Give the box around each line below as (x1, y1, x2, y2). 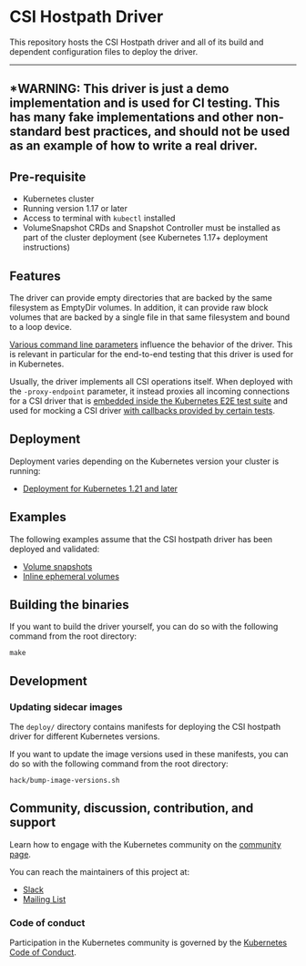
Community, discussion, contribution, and (9, 800, 254, 817)
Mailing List (22, 893, 66, 904)
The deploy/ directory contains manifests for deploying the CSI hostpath (9, 722, 281, 733)
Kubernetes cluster (22, 193, 95, 204)
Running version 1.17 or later (22, 203, 128, 214)
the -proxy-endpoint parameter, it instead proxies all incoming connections (9, 385, 290, 396)
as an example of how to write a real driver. (9, 139, 258, 154)
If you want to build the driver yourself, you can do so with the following (9, 622, 279, 632)
